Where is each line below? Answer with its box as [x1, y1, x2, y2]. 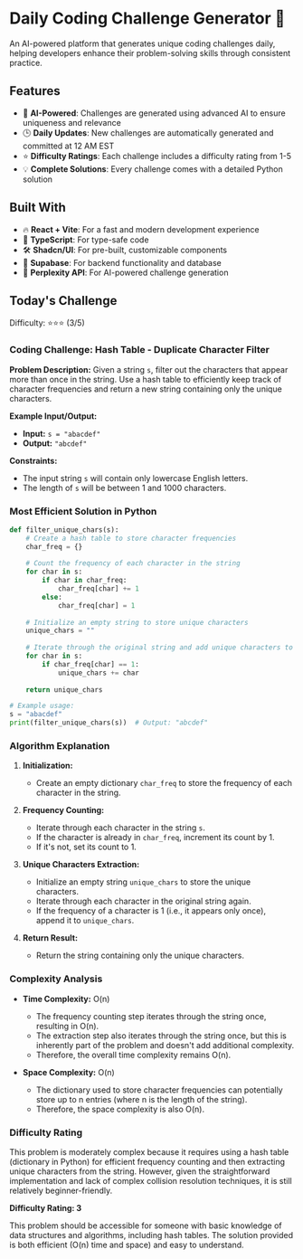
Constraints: [9, 455, 58, 466]
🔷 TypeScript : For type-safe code [22, 234, 149, 245]
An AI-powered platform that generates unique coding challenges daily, [9, 38, 276, 49]
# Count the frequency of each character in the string [25, 559, 241, 568]
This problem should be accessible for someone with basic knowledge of [9, 1220, 282, 1231]
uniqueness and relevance [22, 117, 122, 128]
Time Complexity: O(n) [22, 993, 110, 1004]
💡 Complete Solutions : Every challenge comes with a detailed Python [22, 163, 283, 175]
